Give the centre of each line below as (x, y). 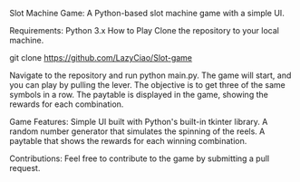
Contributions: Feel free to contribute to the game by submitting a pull (140, 158)
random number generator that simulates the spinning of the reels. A (137, 131)
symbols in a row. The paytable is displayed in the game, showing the (139, 95)
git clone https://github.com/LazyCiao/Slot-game (101, 57)
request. (25, 168)
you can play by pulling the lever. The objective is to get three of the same (147, 85)
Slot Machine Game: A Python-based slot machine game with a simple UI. (147, 13)
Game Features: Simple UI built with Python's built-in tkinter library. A (139, 122)
